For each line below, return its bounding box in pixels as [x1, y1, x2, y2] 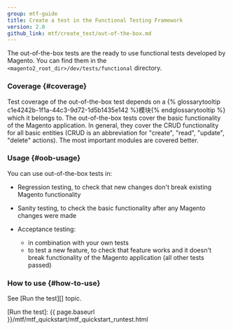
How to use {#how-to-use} [7, 278, 101, 288]
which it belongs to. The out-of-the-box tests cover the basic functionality [7, 114, 221, 122]
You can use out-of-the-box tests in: [7, 169, 113, 177]
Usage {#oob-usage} [7, 153, 81, 163]
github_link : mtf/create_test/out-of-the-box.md [7, 29, 152, 37]
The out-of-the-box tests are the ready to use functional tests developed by [7, 49, 226, 57]
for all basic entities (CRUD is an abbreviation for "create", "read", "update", [7, 128, 225, 137]
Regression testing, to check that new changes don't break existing [17, 183, 212, 191]
